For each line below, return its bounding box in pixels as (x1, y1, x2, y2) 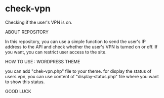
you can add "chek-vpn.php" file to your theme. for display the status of (5, 68, 152, 74)
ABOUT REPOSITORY (5, 29, 49, 35)
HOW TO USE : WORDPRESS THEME (5, 58, 81, 64)
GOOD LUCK (5, 88, 31, 94)
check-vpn (5, 3, 51, 14)
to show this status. (5, 79, 45, 85)
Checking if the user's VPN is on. (5, 19, 73, 25)
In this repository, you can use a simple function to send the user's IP (5, 38, 146, 45)
